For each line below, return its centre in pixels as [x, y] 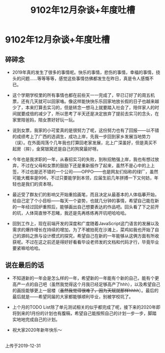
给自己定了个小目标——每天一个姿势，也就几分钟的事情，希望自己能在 [83, 201]
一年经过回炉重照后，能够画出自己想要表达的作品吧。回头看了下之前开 [88, 207]
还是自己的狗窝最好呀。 [77, 149]
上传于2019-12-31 [23, 346]
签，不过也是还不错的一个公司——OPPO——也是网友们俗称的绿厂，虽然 [85, 172]
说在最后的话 [25, 265]
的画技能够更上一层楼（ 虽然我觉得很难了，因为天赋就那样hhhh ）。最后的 [85, 290]
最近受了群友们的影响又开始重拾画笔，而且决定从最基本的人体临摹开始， [85, 195]
